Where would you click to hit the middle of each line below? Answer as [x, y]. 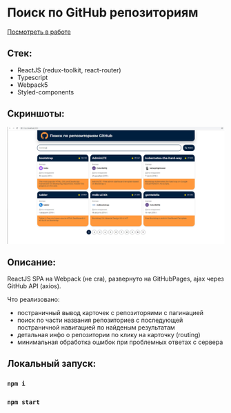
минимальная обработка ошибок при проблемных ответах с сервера [120, 342]
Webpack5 [32, 85]
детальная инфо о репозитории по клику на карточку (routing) [109, 335]
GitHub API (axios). [34, 286]
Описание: [32, 262]
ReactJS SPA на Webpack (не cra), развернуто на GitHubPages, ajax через [115, 279]
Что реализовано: [33, 300]
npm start [23, 402]
